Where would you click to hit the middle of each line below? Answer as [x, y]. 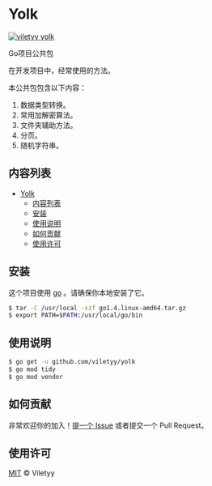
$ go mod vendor [36, 377]
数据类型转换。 [45, 104]
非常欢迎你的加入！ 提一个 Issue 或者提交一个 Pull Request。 [108, 425]
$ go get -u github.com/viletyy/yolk [72, 362]
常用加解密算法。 [49, 115]
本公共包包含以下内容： [47, 87]
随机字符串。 [41, 145]
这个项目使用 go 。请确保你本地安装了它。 [78, 292]
